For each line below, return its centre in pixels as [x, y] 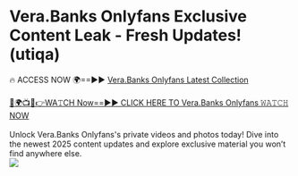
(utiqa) [35, 54]
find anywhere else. [46, 153]
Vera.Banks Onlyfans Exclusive [128, 17]
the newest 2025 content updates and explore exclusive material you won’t [148, 144]
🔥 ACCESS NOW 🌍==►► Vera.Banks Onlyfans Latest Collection [129, 80]
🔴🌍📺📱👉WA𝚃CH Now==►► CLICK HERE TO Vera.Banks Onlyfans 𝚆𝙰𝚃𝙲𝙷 [149, 102]
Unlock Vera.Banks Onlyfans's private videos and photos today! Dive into [144, 134]
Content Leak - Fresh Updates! [125, 35]
